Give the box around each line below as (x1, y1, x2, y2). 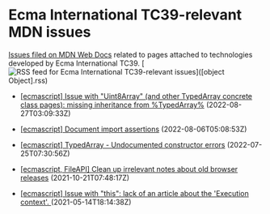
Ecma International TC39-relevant (8, 6, 243, 24)
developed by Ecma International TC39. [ (8, 58, 145, 68)
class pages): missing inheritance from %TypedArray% (19, 100, 205, 109)
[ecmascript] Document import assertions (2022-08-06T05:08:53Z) (19, 124, 247, 134)
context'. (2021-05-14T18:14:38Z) (19, 197, 132, 207)
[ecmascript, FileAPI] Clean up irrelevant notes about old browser (19, 164, 238, 173)
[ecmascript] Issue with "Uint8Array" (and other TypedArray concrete (19, 91, 253, 101)
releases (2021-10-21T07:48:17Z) (19, 173, 130, 182)
